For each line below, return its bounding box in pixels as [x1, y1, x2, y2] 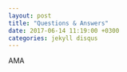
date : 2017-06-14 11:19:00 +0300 [8, 26, 120, 34]
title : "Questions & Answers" [8, 19, 109, 27]
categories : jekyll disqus [8, 34, 98, 42]
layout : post [8, 11, 52, 20]
